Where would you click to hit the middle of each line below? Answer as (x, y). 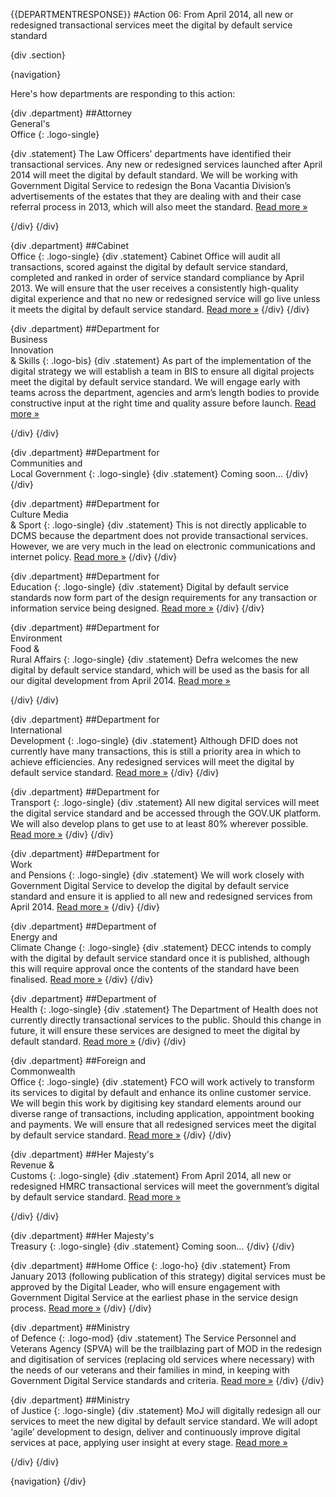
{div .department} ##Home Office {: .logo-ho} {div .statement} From (150, 1265)
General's (30, 123)
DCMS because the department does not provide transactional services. (159, 535)
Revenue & (32, 1165)
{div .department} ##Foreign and (78, 1060)
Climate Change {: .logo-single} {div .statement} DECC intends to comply (161, 947)
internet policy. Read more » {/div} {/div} (94, 557)
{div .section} (38, 55)
